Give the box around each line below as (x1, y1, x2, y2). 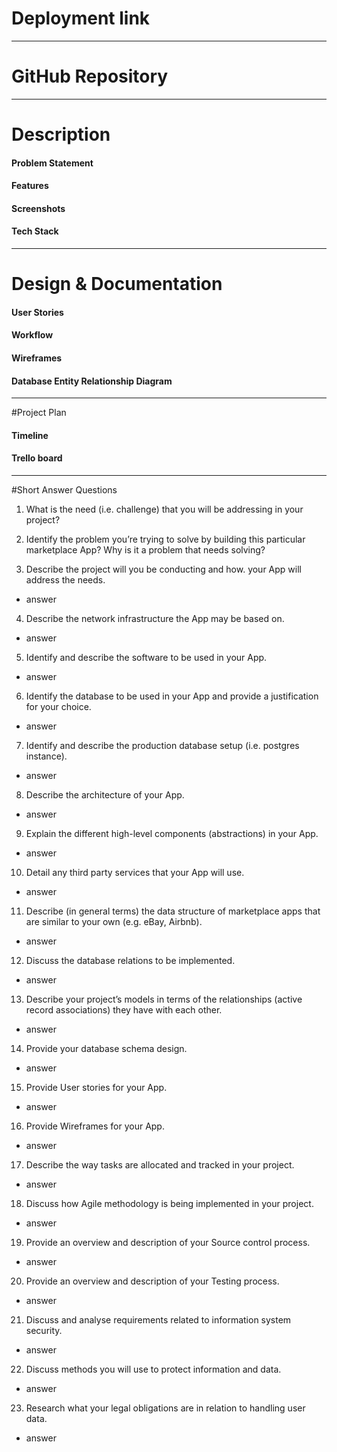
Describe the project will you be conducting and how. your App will (25, 563, 302, 576)
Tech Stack (11, 225, 59, 237)
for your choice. (25, 701, 92, 713)
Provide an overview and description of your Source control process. (25, 1237, 311, 1249)
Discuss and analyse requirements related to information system (25, 1314, 292, 1326)
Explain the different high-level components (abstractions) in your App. (25, 828, 319, 840)
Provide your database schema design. (25, 1043, 188, 1055)
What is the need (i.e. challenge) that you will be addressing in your (25, 503, 304, 516)
